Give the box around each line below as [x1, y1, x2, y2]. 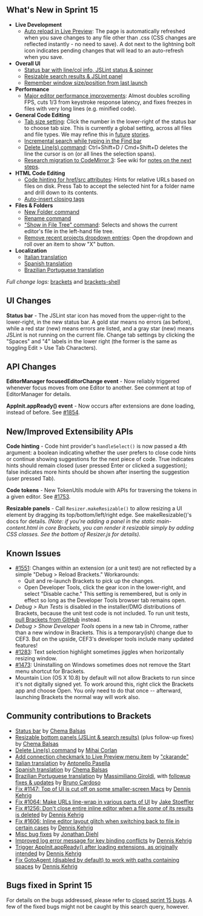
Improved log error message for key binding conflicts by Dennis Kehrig [15, 836, 192, 844]
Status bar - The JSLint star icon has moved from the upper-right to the [6, 312, 186, 319]
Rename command [24, 214, 72, 222]
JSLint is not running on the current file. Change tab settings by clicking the [6, 331, 195, 338]
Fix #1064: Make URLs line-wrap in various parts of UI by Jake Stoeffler [15, 798, 195, 805]
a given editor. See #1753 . [6, 493, 71, 501]
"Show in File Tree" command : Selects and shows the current [24, 221, 178, 228]
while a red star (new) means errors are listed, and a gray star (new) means [6, 324, 195, 332]
